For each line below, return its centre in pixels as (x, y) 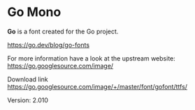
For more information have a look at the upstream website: (92, 58)
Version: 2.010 (28, 100)
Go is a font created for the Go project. (63, 31)
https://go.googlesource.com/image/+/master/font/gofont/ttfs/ (97, 86)
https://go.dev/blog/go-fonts (48, 45)
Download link (28, 79)
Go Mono (34, 12)
